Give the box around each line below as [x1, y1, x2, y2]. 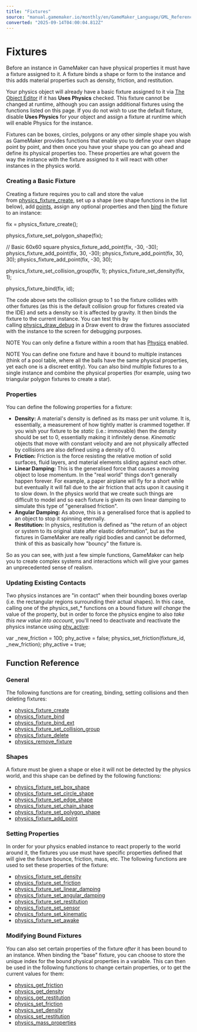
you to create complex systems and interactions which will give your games [6, 558, 189, 565]
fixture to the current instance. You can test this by [6, 315, 129, 322]
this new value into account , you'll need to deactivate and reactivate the [6, 617, 181, 624]
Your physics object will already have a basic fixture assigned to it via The [6, 88, 185, 95]
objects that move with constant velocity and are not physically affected [14, 440, 189, 447]
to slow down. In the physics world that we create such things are [14, 490, 174, 497]
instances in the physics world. [6, 162, 81, 170]
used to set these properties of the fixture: [6, 862, 108, 869]
